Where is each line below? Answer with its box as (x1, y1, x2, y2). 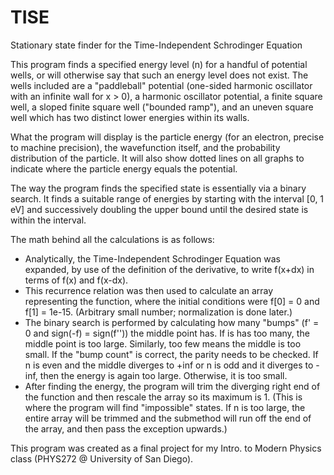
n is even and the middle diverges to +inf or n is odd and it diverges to (24, 359, 314, 371)
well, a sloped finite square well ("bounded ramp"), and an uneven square (10, 101, 314, 113)
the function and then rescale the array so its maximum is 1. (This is (24, 391, 303, 403)
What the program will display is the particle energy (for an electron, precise (10, 131, 325, 143)
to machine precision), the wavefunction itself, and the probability (10, 141, 281, 153)
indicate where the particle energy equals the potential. (10, 162, 238, 175)
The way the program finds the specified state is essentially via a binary (10, 182, 307, 194)
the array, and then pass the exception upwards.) (24, 422, 228, 435)
